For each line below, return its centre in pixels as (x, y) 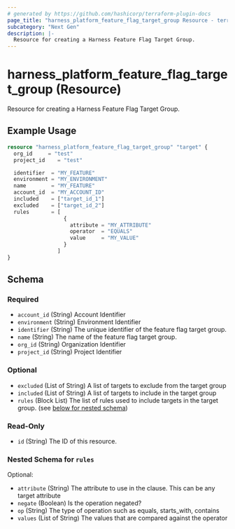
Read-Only (26, 426)
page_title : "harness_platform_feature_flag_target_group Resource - (111, 20)
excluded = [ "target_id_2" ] (59, 205)
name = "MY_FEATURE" (55, 186)
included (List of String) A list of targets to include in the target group (117, 393)
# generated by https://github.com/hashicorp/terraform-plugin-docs (109, 14)
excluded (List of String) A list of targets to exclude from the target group (122, 385)
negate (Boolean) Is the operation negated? (79, 503)
